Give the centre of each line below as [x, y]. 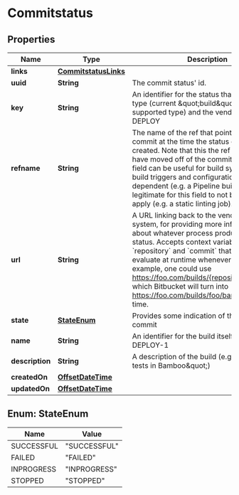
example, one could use [172, 268]
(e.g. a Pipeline [195, 186]
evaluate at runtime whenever [181, 260]
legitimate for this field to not [180, 195]
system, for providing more [177, 224]
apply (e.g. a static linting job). [182, 204]
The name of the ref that [172, 133]
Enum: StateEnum [48, 414]
